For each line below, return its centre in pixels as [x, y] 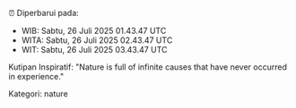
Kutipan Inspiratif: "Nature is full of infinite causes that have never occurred [148, 67]
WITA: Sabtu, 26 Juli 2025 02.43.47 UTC [97, 40]
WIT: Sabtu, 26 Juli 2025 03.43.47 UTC [94, 50]
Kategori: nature [38, 94]
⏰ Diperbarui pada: [44, 13]
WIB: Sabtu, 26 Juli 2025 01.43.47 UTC [94, 31]
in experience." [36, 76]
